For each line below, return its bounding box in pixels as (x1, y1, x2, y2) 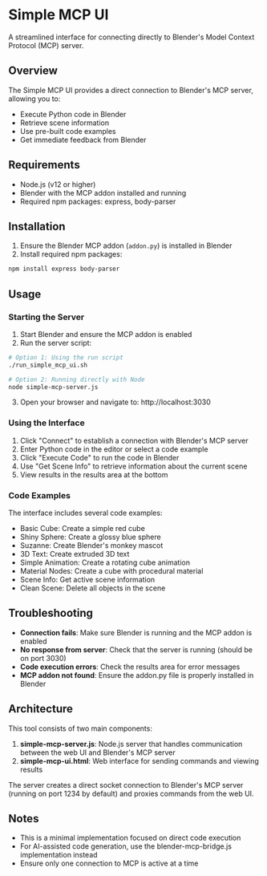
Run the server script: (19, 338, 92, 347)
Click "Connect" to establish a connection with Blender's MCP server (19, 436, 249, 445)
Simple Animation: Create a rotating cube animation (19, 558, 191, 567)
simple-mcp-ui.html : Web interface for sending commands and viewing (19, 756, 259, 765)
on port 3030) (19, 653, 67, 663)
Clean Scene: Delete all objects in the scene (19, 583, 166, 593)
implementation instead (19, 850, 98, 860)
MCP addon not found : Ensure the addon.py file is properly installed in (19, 670, 254, 679)
